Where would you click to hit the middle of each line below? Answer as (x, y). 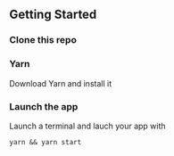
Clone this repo (43, 40)
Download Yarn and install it (61, 83)
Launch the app (44, 106)
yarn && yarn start (46, 142)
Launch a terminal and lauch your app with (88, 126)
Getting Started (53, 15)
